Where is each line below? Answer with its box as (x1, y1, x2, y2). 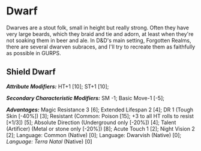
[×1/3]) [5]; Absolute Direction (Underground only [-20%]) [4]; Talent (6, 119, 176, 126)
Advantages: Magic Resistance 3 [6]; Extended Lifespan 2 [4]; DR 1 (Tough (6, 106, 194, 113)
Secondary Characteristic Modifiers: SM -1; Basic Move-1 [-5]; (6, 94, 165, 101)
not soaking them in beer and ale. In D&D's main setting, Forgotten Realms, (6, 37, 191, 44)
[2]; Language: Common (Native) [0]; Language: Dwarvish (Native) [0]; (6, 131, 182, 138)
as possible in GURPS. (6, 49, 61, 56)
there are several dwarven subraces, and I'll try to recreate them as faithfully (6, 43, 196, 50)
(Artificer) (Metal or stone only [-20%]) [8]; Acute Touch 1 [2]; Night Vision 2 (6, 125, 195, 132)
